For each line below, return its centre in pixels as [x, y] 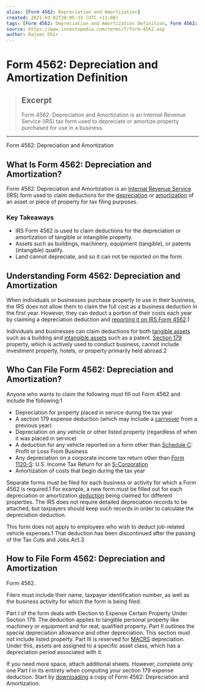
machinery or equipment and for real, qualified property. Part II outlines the [101, 626]
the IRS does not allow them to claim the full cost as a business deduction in [102, 307]
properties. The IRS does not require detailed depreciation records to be [97, 502]
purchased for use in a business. [62, 128]
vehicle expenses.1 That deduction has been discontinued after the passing [101, 533]
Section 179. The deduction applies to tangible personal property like [93, 619]
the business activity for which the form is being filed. [74, 601]
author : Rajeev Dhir [33, 35]
